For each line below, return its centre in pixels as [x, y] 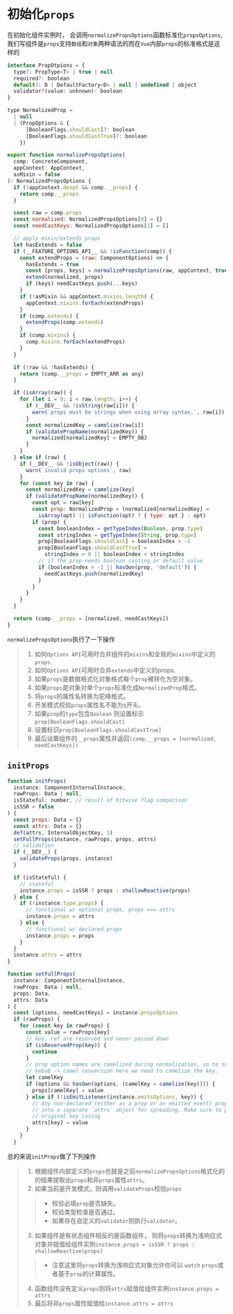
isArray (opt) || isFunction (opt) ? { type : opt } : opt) [122, 515]
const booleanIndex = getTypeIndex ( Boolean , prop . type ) [120, 528]
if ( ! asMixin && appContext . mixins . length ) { [87, 296]
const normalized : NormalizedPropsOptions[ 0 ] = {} [88, 220]
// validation [34, 845]
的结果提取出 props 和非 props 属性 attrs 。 [91, 1180]
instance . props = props [60, 936]
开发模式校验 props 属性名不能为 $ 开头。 [89, 705]
